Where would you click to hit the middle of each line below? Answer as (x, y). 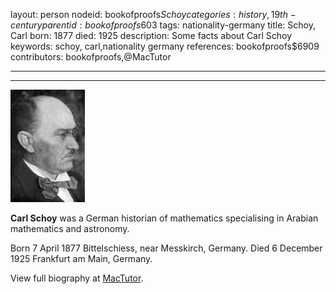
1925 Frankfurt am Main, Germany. (81, 258)
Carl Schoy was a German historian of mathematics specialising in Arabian (164, 218)
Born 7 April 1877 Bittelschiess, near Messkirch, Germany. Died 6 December (166, 248)
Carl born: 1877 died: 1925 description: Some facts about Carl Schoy (151, 35)
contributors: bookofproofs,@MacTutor (91, 57)
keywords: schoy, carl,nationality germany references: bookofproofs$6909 (165, 46)
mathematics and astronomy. (70, 228)
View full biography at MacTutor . (77, 278)
